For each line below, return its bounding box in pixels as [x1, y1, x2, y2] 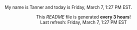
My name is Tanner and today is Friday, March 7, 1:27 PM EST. [4, 4, 132, 10]
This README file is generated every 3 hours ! [36, 14, 131, 19]
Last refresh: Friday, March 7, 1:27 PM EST [40, 19, 127, 25]
